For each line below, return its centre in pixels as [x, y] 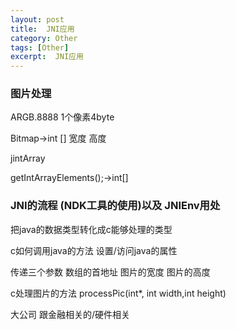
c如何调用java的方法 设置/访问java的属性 [94, 250]
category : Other [44, 38]
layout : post [37, 19]
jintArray [28, 158]
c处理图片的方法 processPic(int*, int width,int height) [118, 293]
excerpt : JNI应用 [47, 57]
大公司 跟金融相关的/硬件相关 [70, 314]
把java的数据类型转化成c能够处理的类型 [91, 229]
